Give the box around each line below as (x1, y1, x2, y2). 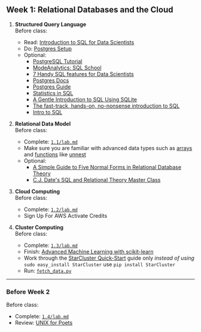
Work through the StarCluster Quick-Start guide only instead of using (23, 254, 194, 261)
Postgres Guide (32, 83, 71, 90)
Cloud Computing (14, 188, 60, 195)
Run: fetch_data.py (23, 267, 72, 274)
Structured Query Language (14, 20, 87, 28)
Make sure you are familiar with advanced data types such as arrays (23, 144, 193, 151)
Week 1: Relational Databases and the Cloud (6, 5, 173, 15)
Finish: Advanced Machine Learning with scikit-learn (23, 248, 154, 255)
